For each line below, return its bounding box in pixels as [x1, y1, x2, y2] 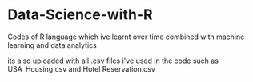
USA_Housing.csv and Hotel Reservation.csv [7, 64, 155, 73]
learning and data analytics [7, 40, 97, 49]
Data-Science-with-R [7, 6, 153, 24]
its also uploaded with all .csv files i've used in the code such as [7, 56, 219, 65]
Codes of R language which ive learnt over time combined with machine [7, 32, 245, 41]
